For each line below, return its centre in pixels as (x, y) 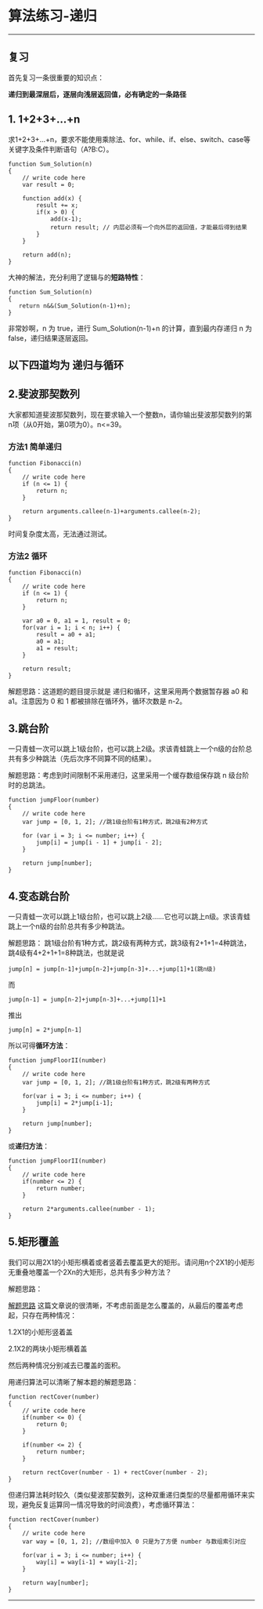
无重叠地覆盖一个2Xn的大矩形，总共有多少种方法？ (90, 1272)
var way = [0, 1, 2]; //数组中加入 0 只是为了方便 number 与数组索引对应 (134, 1542)
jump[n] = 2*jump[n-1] (45, 1030)
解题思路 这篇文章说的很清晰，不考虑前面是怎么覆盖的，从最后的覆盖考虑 (126, 1305)
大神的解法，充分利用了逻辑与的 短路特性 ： (77, 277)
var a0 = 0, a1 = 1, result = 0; (77, 621)
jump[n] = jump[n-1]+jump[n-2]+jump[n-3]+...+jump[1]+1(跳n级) (112, 969)
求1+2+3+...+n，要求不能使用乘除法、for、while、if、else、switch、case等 (129, 139)
